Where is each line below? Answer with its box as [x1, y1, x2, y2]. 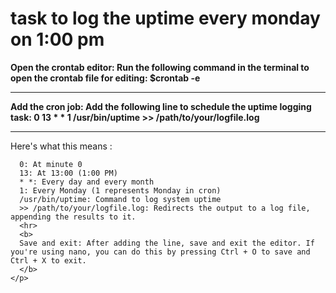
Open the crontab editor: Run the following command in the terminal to [10, 61, 310, 73]
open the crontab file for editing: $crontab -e [10, 72, 201, 84]
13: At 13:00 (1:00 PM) [19, 168, 118, 178]
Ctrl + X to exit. [10, 255, 87, 266]
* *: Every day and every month [19, 177, 155, 187]
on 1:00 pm [10, 28, 105, 51]
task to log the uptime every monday [10, 7, 321, 30]
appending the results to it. [10, 212, 137, 222]
